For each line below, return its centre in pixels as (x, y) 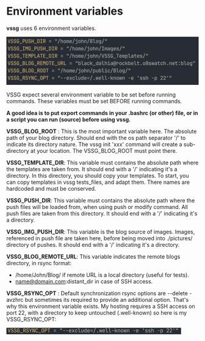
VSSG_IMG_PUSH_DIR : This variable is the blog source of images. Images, (101, 232)
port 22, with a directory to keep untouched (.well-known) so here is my (97, 312)
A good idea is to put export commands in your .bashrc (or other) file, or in (102, 113)
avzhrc (15, 299)
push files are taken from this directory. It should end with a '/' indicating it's (102, 213)
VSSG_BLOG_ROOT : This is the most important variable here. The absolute (102, 131)
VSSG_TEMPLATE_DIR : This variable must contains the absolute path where (103, 163)
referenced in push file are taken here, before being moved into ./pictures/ (99, 238)
